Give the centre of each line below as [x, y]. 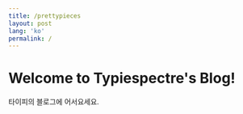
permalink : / [30, 38]
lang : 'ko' [27, 31]
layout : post [30, 23]
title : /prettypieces [45, 16]
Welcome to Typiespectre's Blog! [122, 78]
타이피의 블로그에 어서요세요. [54, 102]
